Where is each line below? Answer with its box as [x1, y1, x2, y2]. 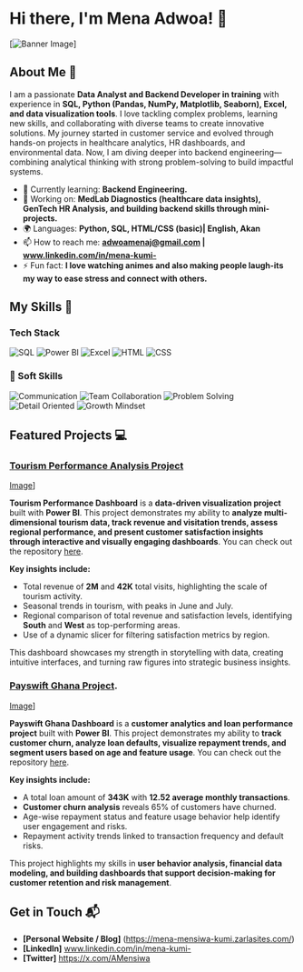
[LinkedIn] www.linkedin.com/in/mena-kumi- [22, 943, 192, 954]
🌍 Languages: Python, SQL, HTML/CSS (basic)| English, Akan [22, 223, 261, 234]
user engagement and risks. [22, 820, 128, 831]
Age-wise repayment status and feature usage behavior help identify [22, 811, 280, 822]
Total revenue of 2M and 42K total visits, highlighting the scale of [22, 581, 268, 592]
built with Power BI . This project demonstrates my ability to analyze [9, 507, 263, 518]
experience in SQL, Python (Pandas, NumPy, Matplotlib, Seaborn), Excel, [9, 98, 288, 109]
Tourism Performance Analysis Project [9, 459, 184, 472]
